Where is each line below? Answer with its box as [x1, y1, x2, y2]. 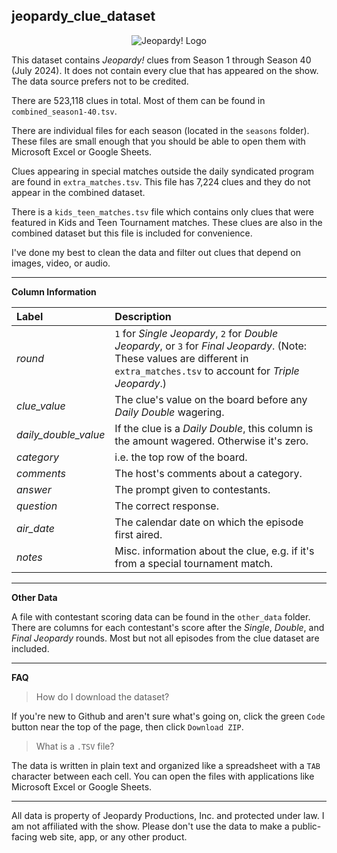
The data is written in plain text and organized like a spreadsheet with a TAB [11, 759, 321, 771]
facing [11, 830, 38, 843]
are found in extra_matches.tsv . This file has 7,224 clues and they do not [11, 175, 311, 188]
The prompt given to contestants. [114, 482, 271, 496]
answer [16, 482, 52, 496]
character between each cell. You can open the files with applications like [11, 770, 315, 782]
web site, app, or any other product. [39, 830, 188, 843]
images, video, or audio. [11, 257, 111, 269]
